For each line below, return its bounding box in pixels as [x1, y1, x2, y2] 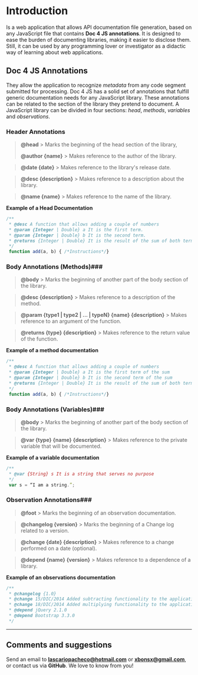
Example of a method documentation [6, 347, 99, 354]
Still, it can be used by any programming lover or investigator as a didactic [6, 42, 186, 50]
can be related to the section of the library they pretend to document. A [6, 100, 180, 107]
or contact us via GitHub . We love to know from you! [6, 662, 134, 669]
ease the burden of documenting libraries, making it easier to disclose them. [6, 36, 192, 43]
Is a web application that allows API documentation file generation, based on [6, 24, 192, 31]
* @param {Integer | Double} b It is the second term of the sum [8, 375, 173, 381]
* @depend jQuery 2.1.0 [8, 607, 67, 613]
